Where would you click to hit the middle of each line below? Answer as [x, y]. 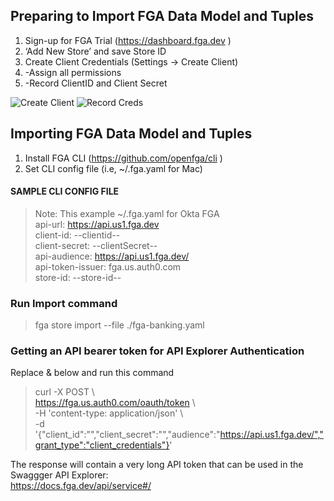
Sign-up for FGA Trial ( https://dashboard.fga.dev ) [128, 40]
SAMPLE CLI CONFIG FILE [65, 191]
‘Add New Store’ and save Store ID [95, 51]
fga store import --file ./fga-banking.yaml [119, 325]
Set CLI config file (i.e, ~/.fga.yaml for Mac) [113, 168]
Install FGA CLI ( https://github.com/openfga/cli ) [123, 158]
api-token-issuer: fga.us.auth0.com [108, 266]
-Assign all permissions [73, 72]
